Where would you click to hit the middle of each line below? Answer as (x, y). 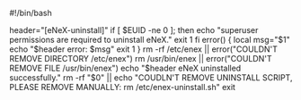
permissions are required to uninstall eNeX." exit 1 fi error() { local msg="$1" (150, 40)
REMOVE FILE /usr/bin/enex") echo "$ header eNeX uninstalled (125, 68)
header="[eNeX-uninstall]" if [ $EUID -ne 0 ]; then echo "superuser (134, 30)
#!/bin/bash (31, 13)
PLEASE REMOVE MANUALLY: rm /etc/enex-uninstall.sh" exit (123, 87)
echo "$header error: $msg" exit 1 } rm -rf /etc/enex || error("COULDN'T (144, 49)
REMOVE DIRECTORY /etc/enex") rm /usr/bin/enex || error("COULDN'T (141, 58)
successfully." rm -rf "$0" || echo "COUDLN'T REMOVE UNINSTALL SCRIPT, (151, 78)
